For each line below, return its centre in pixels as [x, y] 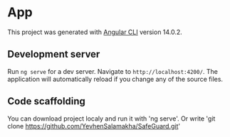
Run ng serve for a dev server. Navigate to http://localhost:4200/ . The [113, 71]
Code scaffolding [46, 101]
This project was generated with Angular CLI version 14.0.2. [95, 32]
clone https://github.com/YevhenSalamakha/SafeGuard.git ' [94, 126]
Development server [54, 54]
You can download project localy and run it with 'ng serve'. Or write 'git [111, 119]
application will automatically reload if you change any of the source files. [115, 79]
